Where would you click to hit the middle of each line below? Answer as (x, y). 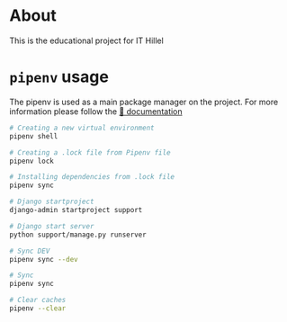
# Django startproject (52, 202)
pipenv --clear (38, 309)
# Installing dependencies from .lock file (92, 177)
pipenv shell (34, 136)
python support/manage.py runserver (78, 235)
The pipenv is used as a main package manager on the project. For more (144, 102)
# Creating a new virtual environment (82, 128)
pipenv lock (31, 161)
